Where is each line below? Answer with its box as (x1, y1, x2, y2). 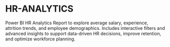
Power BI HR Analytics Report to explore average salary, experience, (5, 20, 149, 26)
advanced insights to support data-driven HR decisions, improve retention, (5, 30, 161, 36)
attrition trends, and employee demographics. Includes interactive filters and (5, 25, 165, 31)
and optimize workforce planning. (5, 36, 76, 42)
